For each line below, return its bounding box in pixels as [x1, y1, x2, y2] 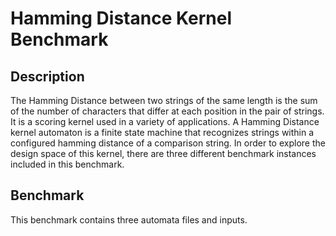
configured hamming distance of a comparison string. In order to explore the [10, 137, 326, 149]
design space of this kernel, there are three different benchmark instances [10, 148, 317, 159]
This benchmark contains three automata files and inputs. [10, 213, 248, 226]
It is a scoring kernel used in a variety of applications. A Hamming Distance [10, 116, 320, 127]
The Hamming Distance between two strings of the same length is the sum [10, 95, 318, 106]
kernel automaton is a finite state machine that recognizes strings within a [10, 127, 315, 138]
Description [10, 68, 85, 85]
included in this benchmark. [10, 158, 125, 170]
